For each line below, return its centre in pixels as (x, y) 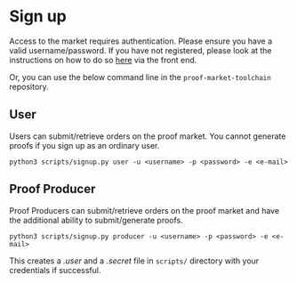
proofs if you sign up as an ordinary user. (84, 145)
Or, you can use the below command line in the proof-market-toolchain (140, 77)
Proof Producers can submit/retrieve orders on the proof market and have (144, 210)
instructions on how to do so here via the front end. (103, 60)
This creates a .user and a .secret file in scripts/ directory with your (134, 261)
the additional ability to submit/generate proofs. (96, 220)
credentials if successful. (55, 270)
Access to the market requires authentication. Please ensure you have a (141, 41)
